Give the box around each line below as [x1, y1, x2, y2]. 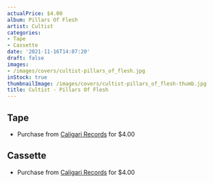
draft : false [7, 55, 45, 62]
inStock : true [7, 73, 48, 81]
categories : [7, 29, 41, 36]
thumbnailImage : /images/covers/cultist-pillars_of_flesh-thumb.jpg [7, 80, 207, 87]
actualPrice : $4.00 [7, 10, 63, 17]
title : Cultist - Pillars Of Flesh [7, 86, 109, 93]
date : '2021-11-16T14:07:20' [7, 49, 90, 56]
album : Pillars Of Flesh [7, 16, 78, 23]
